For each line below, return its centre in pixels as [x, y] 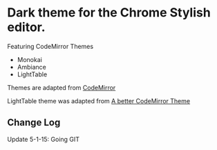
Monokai [30, 59]
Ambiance [31, 67]
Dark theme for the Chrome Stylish [109, 13]
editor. [27, 27]
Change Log [34, 123]
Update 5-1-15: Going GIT [44, 139]
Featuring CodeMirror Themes [50, 46]
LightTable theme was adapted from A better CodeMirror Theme [99, 100]
